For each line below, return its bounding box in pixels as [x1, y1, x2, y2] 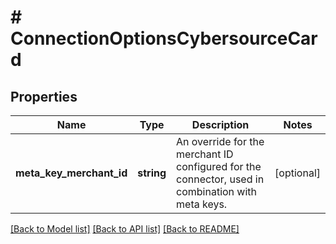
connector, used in [176, 172, 265, 186]
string [137, 166, 167, 180]
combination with [176, 185, 258, 198]
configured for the [176, 160, 262, 173]
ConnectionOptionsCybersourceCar [10, 27, 318, 50]
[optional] [274, 166, 321, 180]
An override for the [176, 135, 265, 148]
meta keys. [176, 197, 228, 211]
